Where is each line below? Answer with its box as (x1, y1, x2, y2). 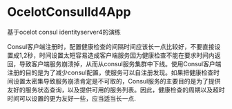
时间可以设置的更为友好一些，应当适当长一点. (7, 94, 137, 102)
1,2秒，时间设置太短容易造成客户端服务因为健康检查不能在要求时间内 (19, 51, 215, 59)
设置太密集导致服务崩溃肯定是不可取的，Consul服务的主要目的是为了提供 (12, 77, 221, 85)
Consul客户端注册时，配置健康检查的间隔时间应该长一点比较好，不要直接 (7, 42, 215, 50)
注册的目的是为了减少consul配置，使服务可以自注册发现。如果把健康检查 (7, 68, 214, 77)
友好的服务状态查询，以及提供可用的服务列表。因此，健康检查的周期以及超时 (7, 86, 225, 94)
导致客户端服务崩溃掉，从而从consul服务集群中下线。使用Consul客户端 (19, 59, 222, 68)
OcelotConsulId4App (7, 4, 131, 20)
